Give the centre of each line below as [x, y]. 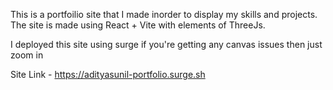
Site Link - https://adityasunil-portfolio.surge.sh [108, 74]
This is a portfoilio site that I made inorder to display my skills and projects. [164, 14]
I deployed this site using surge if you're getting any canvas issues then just [166, 44]
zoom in [27, 55]
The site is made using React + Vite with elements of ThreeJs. [138, 25]
